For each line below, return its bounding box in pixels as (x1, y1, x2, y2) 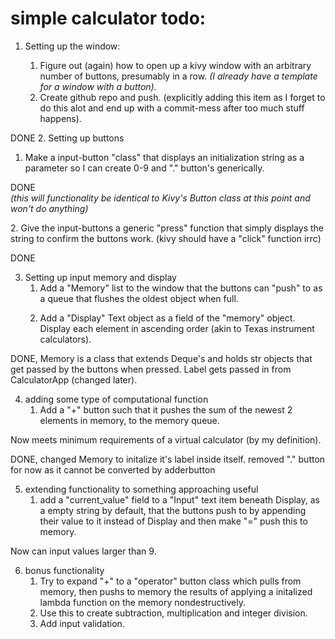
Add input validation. (39, 617, 125, 629)
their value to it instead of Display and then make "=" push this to (39, 515, 308, 527)
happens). (39, 112, 82, 124)
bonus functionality (24, 564, 105, 576)
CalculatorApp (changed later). (10, 373, 138, 386)
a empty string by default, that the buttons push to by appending (39, 504, 307, 516)
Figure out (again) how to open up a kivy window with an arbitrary (39, 59, 312, 71)
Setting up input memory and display (24, 271, 177, 283)
